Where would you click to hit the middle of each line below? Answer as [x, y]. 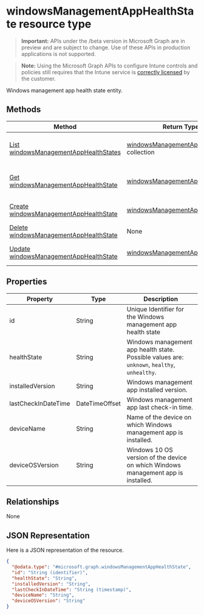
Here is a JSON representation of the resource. [65, 550]
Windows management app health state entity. [64, 90]
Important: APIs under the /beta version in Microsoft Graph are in [103, 41]
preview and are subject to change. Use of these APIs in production [106, 47]
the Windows [145, 316]
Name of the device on [159, 417]
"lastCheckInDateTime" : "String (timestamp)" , [72, 589]
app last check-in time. [160, 407]
